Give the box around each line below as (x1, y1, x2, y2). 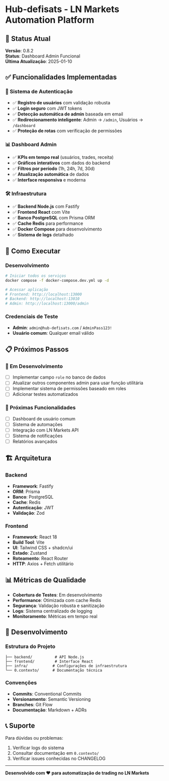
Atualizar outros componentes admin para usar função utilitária (12, 380, 143, 386)
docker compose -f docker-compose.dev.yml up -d (5, 278, 109, 283)
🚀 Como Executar (5, 247, 61, 255)
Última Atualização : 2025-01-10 (5, 58, 72, 64)
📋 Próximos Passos (5, 345, 69, 353)
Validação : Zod (12, 510, 45, 516)
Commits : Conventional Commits (12, 691, 81, 697)
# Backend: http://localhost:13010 (5, 296, 80, 302)
